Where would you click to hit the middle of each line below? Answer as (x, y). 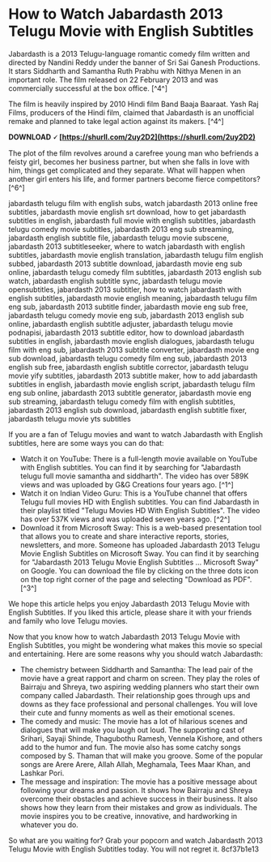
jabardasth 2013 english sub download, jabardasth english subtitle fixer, (128, 410)
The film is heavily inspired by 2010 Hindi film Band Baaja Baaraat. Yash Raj (133, 104)
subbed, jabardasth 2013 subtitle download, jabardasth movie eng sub (125, 264)
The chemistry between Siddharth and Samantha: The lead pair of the (136, 669)
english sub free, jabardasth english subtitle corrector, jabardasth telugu (129, 367)
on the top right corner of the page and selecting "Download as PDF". (136, 579)
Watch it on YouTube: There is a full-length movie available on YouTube (139, 458)
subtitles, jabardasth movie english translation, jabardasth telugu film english (136, 255)
